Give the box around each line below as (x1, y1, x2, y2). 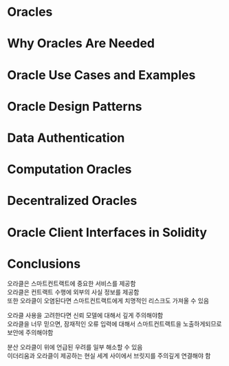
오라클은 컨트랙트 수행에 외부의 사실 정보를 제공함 (7, 288, 140, 297)
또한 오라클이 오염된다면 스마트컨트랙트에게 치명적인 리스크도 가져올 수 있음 (7, 297, 210, 305)
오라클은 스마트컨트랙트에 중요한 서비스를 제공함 (7, 279, 136, 288)
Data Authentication (7, 130, 125, 145)
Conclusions (7, 256, 81, 272)
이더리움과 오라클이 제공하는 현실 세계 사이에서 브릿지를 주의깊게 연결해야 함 (7, 352, 211, 360)
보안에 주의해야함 (7, 328, 54, 337)
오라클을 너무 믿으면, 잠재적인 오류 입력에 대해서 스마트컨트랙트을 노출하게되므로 (7, 320, 222, 328)
